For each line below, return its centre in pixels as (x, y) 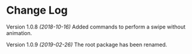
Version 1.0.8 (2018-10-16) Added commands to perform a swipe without (96, 27)
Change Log (37, 10)
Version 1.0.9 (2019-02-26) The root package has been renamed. (87, 45)
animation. (19, 33)
